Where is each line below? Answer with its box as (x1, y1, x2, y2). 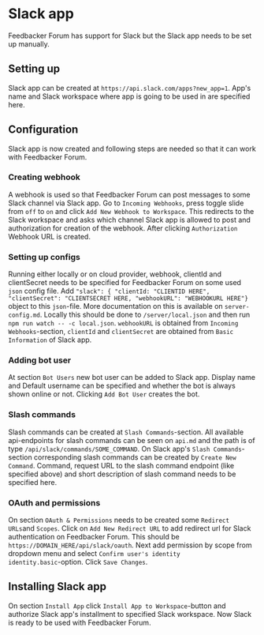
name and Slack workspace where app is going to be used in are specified (8, 92, 251, 101)
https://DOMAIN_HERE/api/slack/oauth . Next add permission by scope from (8, 540, 252, 550)
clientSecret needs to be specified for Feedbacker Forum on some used (8, 278, 242, 287)
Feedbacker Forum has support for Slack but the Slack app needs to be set (8, 31, 252, 40)
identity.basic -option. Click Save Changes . (8, 558, 148, 567)
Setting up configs (8, 251, 80, 262)
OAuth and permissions (8, 497, 101, 508)
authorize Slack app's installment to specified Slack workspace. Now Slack (8, 609, 252, 618)
